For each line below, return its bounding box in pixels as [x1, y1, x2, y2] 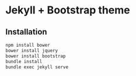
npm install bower [5, 42, 50, 48]
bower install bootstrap [5, 53, 66, 59]
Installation [5, 27, 47, 37]
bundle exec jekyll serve [5, 64, 68, 70]
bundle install [5, 58, 43, 64]
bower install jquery [5, 47, 58, 53]
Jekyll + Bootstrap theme [5, 4, 130, 17]
